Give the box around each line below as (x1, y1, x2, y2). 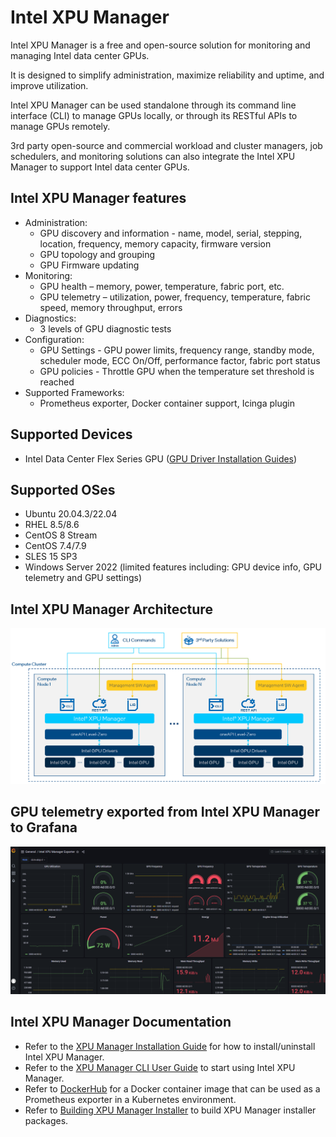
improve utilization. (10, 79, 89, 91)
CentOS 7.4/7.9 (24, 540, 87, 552)
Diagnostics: (24, 312, 77, 324)
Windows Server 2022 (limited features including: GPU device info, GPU (24, 561, 322, 573)
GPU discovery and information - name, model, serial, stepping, (39, 227, 303, 239)
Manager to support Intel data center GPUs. (10, 161, 190, 173)
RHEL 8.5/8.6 (24, 519, 80, 531)
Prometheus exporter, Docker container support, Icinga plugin (39, 397, 295, 409)
